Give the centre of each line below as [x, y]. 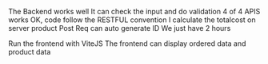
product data [30, 52]
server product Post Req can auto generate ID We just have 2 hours [120, 28]
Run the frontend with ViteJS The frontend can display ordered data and [127, 43]
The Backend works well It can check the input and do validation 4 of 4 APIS [134, 11]
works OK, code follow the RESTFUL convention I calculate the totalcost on [132, 20]
